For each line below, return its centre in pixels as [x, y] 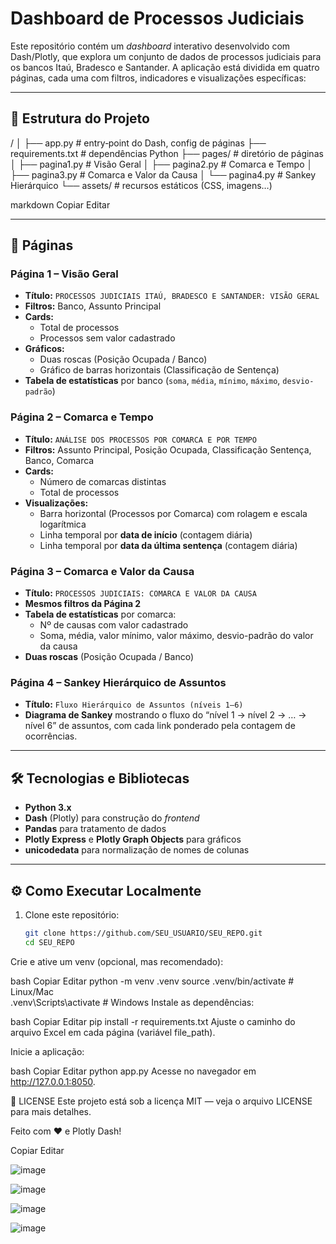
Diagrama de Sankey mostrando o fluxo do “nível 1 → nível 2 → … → [165, 715]
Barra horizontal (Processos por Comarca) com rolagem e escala [173, 513]
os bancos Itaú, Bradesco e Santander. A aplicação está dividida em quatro [165, 67]
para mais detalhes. [51, 1111]
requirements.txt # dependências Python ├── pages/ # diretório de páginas [167, 153]
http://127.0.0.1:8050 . [53, 1081]
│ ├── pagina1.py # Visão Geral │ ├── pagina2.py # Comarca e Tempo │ [161, 164]
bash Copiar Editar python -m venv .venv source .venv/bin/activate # [152, 981]
